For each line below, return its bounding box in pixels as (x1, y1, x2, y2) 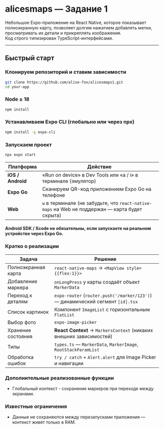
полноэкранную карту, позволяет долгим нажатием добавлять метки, (5, 24, 152, 30)
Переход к (7, 292, 33, 299)
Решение (94, 255, 117, 262)
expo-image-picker (54, 319, 97, 325)
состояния (7, 333, 33, 339)
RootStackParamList (54, 347, 100, 353)
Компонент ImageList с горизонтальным (54, 306, 150, 313)
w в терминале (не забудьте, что (42, 200, 119, 206)
